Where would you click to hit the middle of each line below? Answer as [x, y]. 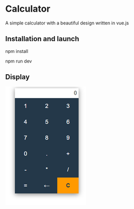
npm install [17, 51]
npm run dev [19, 61]
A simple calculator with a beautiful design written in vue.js [67, 23]
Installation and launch [42, 39]
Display [18, 77]
